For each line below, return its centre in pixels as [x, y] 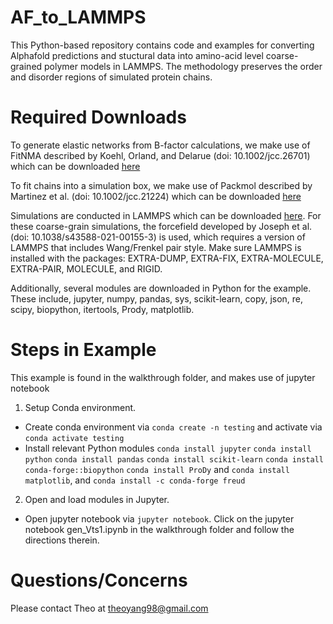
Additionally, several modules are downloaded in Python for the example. [161, 288]
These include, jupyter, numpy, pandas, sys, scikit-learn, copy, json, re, [157, 298]
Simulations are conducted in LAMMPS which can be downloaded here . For [166, 215]
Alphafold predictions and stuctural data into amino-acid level [137, 55]
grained [26, 66]
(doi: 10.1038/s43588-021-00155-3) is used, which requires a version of [158, 237]
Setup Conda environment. [80, 407]
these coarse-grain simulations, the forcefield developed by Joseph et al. [161, 226]
